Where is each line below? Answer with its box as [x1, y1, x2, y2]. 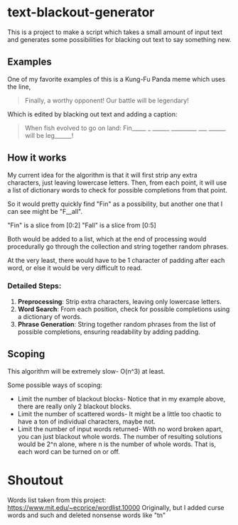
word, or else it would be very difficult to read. [7, 264, 143, 272]
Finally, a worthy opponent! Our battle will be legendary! [24, 96, 190, 104]
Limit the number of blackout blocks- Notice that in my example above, [17, 394, 226, 403]
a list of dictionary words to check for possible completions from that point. [7, 185, 227, 194]
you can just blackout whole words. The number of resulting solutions [17, 432, 222, 440]
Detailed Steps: [7, 281, 62, 291]
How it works [7, 152, 67, 164]
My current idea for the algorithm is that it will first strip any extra [7, 171, 198, 179]
